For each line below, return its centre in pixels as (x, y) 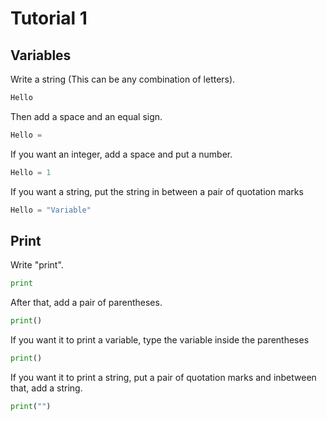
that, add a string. (46, 388)
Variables (41, 55)
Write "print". (37, 265)
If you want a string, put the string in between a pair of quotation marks (157, 191)
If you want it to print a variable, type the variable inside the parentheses (160, 340)
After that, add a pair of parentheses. (86, 303)
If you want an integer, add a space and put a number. (121, 154)
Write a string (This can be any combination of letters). (123, 79)
